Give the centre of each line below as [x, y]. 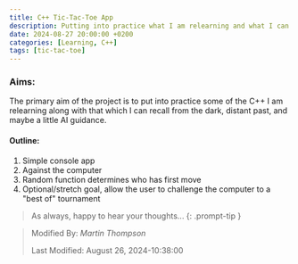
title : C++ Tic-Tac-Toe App [62, 17]
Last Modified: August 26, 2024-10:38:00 [107, 250]
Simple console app [58, 161]
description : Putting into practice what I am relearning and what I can [149, 26]
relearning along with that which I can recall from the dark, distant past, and [149, 111]
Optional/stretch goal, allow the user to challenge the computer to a [146, 189]
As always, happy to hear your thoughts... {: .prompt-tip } [136, 216]
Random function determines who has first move [112, 179]
